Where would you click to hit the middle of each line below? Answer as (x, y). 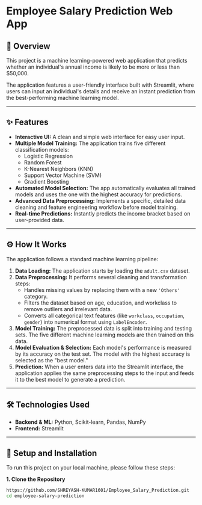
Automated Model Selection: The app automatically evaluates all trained (105, 188)
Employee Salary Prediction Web (90, 11)
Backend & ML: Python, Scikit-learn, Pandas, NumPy (80, 422)
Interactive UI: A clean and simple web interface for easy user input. (100, 137)
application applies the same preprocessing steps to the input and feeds (104, 373)
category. (36, 296)
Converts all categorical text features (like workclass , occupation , (104, 315)
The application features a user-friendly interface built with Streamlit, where (100, 85)
